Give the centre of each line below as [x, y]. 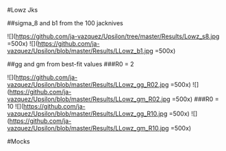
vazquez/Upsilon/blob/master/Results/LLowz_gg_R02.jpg [88, 84]
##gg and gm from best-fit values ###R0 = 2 [71, 64]
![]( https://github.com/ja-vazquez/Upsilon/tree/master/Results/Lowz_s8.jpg [113, 36]
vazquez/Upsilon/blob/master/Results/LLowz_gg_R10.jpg [87, 113]
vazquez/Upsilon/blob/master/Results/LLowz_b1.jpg [80, 51]
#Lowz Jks [23, 10]
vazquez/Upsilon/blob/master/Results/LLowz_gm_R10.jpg [88, 128]
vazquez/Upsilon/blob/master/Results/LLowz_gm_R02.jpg [89, 99]
